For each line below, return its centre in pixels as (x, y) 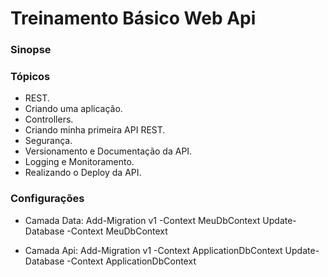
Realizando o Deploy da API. (83, 173)
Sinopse (31, 50)
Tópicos (30, 77)
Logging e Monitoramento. (79, 162)
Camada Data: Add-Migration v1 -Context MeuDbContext (142, 220)
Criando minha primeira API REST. (95, 130)
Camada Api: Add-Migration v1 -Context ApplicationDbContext (153, 250)
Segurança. (48, 141)
